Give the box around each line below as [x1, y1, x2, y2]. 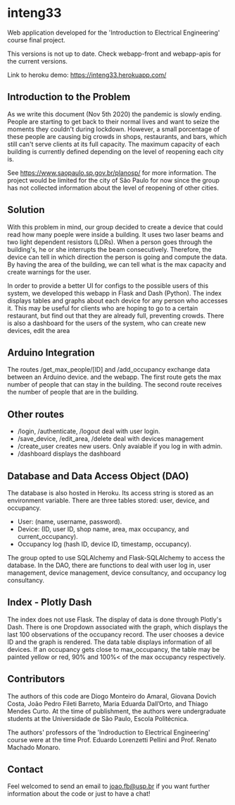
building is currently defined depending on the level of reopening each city [7, 147, 224, 156]
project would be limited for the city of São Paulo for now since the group [7, 176, 220, 184]
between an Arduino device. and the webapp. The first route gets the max [7, 373, 222, 382]
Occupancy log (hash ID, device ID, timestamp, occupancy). [17, 540, 191, 548]
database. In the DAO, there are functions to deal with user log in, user [7, 561, 211, 569]
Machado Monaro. [7, 743, 61, 751]
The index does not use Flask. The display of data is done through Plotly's [7, 615, 222, 624]
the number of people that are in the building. [7, 388, 139, 397]
